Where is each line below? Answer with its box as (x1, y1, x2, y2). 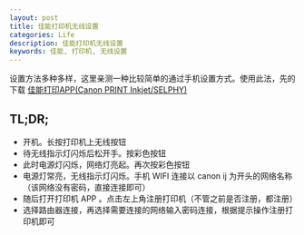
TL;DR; (9, 111, 50, 127)
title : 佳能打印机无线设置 (9, 22, 100, 31)
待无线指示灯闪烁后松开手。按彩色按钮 (22, 147, 166, 159)
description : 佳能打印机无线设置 (9, 38, 124, 48)
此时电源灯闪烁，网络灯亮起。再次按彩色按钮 (22, 159, 191, 170)
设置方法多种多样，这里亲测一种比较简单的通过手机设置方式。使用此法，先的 (9, 73, 296, 84)
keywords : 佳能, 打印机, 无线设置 (9, 47, 128, 56)
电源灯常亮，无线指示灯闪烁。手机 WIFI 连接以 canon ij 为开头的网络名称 (22, 170, 293, 181)
